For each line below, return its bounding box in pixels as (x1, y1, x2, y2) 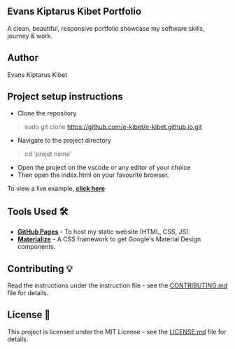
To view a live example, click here (7, 185, 106, 193)
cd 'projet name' (24, 150, 72, 158)
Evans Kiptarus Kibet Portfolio (7, 6, 142, 17)
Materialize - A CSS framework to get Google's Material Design (17, 235, 201, 243)
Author (7, 52, 38, 64)
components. (17, 243, 56, 251)
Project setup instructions (7, 91, 124, 103)
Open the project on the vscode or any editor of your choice (17, 164, 191, 172)
